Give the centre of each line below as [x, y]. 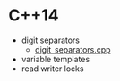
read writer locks [52, 69]
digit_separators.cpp [73, 49]
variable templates [56, 59]
